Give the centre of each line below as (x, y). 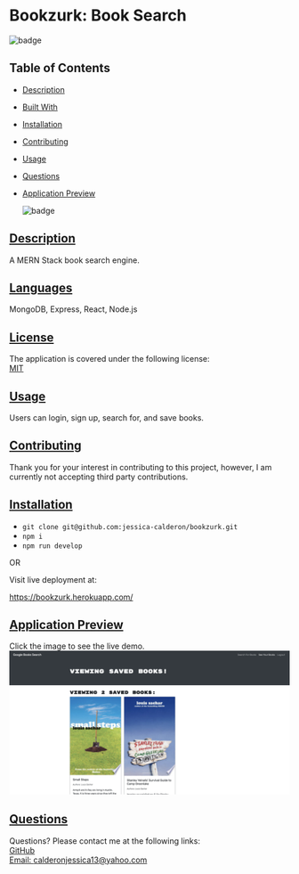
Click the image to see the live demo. (77, 646)
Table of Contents (60, 68)
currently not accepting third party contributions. (99, 477)
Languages (41, 287)
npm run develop (52, 546)
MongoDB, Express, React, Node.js (73, 309)
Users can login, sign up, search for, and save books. (107, 418)
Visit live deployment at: (53, 579)
